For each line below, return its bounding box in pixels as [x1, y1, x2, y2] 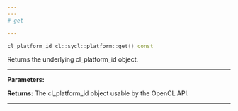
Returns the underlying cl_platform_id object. [7, 55, 139, 64]
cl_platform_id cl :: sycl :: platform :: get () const [7, 42, 154, 49]
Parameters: [7, 76, 45, 84]
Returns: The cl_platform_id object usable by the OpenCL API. [7, 89, 189, 98]
